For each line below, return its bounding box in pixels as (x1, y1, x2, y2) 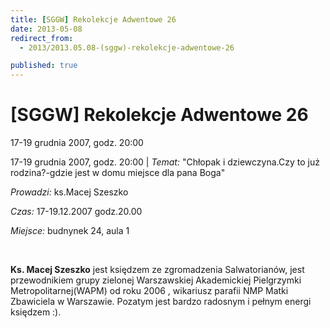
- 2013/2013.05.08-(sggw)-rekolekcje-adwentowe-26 (19, 42, 235, 53)
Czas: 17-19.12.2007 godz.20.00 (10, 206, 143, 218)
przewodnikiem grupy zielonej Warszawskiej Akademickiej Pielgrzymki (10, 274, 302, 286)
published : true (10, 61, 78, 71)
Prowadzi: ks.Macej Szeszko (10, 186, 129, 198)
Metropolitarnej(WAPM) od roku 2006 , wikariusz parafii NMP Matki (10, 285, 289, 297)
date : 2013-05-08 (10, 24, 83, 34)
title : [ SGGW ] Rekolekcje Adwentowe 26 (10, 14, 177, 25)
